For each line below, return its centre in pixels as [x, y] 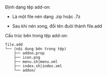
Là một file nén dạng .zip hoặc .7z [46, 16]
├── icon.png [27, 57]
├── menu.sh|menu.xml [36, 62]
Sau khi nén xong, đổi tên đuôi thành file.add [57, 26]
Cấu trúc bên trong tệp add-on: [37, 36]
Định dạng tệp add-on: [28, 7]
